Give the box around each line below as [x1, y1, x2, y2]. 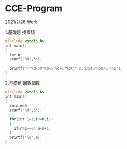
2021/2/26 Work [5, 19, 38, 25]
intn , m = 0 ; [9, 103, 29, 108]
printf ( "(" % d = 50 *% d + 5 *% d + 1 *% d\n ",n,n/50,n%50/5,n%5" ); [9, 66, 123, 71]
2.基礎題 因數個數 [5, 80, 40, 86]
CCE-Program [5, 3, 63, 14]
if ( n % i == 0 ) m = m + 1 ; [14, 126, 51, 130]
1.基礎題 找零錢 [5, 29, 35, 35]
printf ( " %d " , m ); [9, 135, 42, 140]
